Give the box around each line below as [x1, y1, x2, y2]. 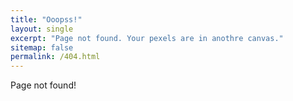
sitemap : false [10, 42, 74, 53]
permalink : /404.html [10, 52, 101, 62]
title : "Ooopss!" [10, 14, 83, 25]
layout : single [10, 24, 74, 34]
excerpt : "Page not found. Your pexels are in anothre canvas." [10, 33, 284, 43]
